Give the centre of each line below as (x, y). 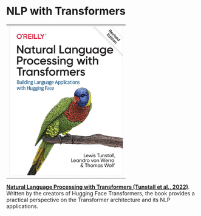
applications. (22, 206)
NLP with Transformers (66, 11)
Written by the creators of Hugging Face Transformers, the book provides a (101, 193)
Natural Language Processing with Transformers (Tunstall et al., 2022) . (98, 187)
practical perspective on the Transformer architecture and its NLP (89, 200)
